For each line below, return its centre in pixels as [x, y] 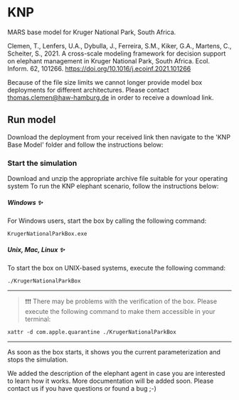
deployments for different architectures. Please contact [88, 90]
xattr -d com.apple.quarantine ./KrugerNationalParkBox [92, 332]
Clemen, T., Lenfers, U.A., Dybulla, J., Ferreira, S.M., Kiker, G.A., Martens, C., [119, 46]
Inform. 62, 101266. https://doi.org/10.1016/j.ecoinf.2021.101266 [99, 68]
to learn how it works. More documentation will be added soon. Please [111, 381]
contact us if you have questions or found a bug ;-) [82, 388]
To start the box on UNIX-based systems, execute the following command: [117, 268]
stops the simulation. [38, 359]
